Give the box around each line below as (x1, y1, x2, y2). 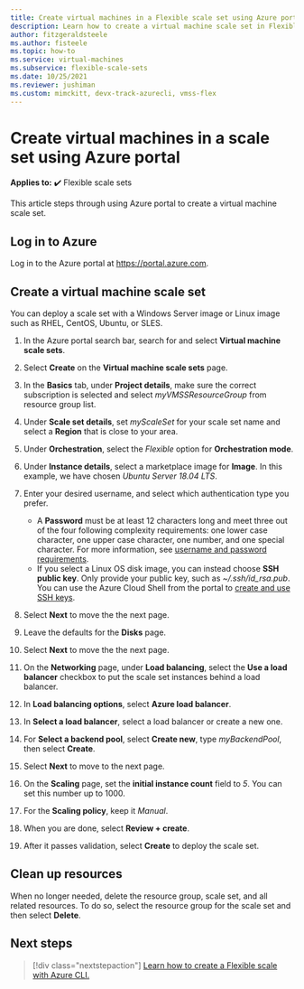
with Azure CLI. (32, 969, 90, 980)
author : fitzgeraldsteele (10, 30, 107, 39)
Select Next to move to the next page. (23, 760, 165, 772)
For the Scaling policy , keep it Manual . (23, 806, 169, 816)
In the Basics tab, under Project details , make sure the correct (23, 380, 257, 391)
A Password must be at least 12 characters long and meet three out (36, 516, 288, 527)
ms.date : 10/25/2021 (10, 72, 88, 81)
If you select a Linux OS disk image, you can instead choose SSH (36, 564, 280, 574)
